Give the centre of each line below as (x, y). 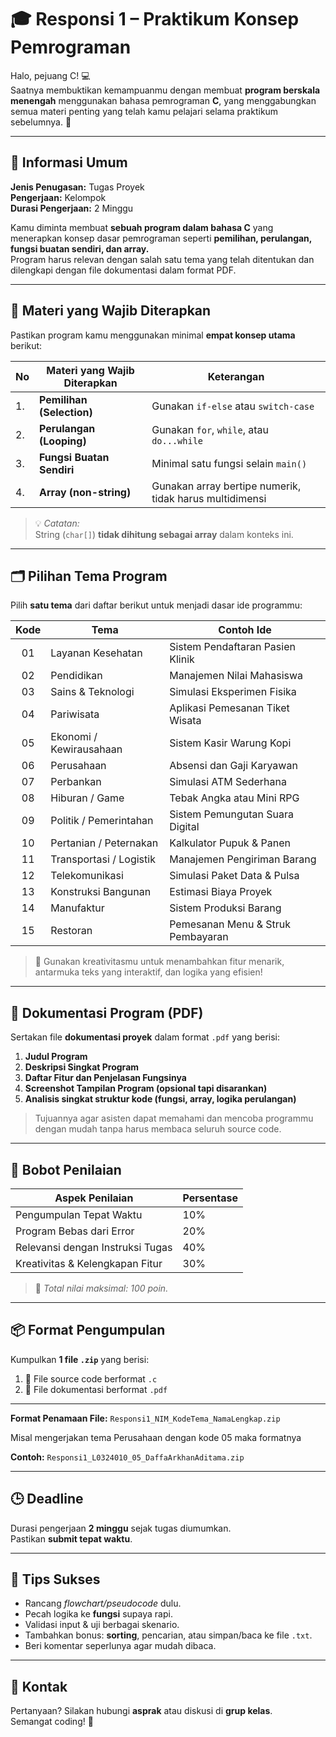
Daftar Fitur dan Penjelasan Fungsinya (105, 1078)
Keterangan (236, 376)
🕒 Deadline (47, 1499)
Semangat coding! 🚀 (52, 1722)
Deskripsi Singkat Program (82, 1067)
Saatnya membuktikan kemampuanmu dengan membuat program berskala (165, 90)
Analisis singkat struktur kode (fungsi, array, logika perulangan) (160, 1099)
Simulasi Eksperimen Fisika (233, 692)
